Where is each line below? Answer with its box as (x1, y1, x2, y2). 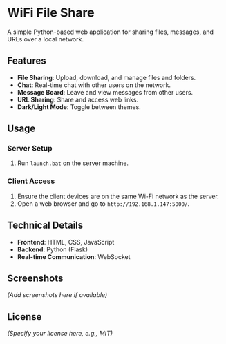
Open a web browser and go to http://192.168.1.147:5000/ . (17, 199, 190, 208)
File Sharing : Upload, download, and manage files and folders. (17, 73, 196, 82)
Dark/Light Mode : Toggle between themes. (17, 102, 142, 111)
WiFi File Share (7, 5, 95, 21)
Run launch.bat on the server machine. (17, 159, 129, 167)
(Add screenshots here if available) (7, 291, 108, 299)
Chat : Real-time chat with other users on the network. (17, 81, 171, 89)
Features (7, 55, 46, 67)
